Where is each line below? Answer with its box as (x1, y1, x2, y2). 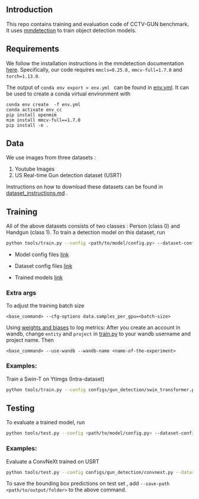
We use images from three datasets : (6, 154, 96, 161)
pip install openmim (6, 112, 57, 118)
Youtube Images (14, 165, 55, 172)
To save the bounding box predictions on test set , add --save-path (6, 480, 170, 487)
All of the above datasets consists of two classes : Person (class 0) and (6, 222, 181, 230)
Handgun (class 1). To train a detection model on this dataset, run (6, 229, 165, 236)
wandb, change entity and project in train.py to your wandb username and (6, 330, 191, 337)
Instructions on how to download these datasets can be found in (6, 183, 163, 190)
